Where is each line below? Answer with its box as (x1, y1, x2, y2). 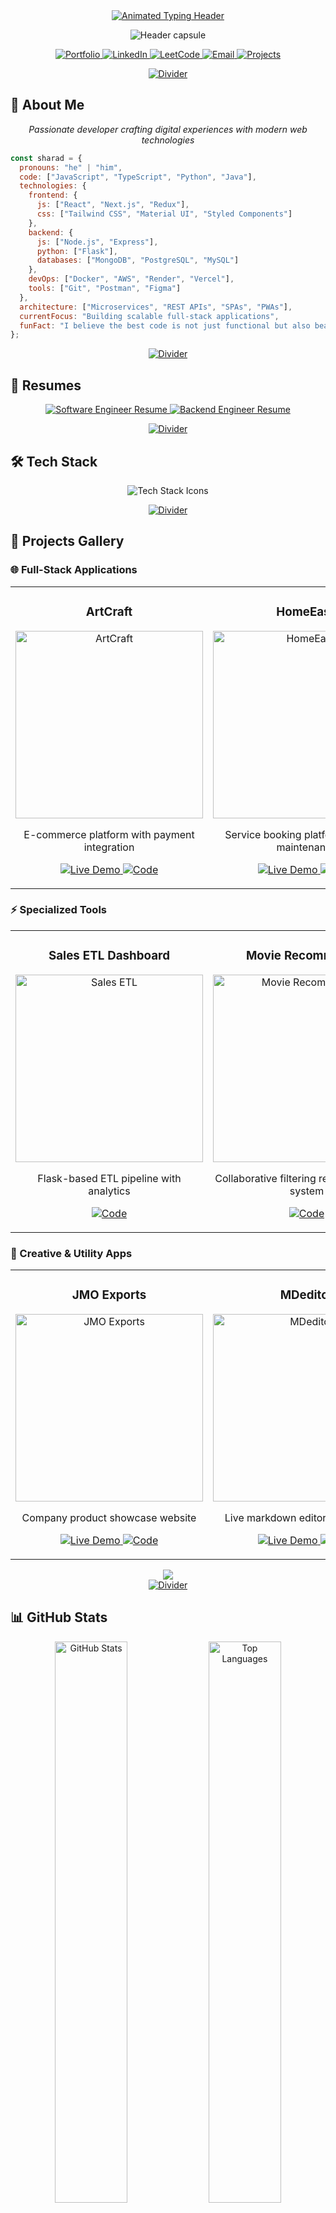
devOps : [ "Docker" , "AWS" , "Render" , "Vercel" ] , (28, 274, 235, 284)
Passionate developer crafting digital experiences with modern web (28, 123, 308, 135)
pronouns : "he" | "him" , (19, 162, 123, 173)
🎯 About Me (10, 97, 85, 114)
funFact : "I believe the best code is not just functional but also (19, 320, 311, 331)
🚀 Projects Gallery (10, 533, 125, 550)
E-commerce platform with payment (23, 827, 195, 841)
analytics (88, 1184, 131, 1198)
